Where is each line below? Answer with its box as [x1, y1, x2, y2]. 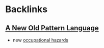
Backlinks [5, 4, 48, 15]
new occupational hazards [12, 37, 69, 43]
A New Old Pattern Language [5, 24, 99, 32]
